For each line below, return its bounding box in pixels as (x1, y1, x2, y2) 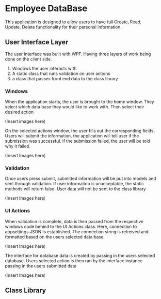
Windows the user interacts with (12, 65, 77, 71)
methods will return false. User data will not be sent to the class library (5, 186, 146, 192)
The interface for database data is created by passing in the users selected (5, 253, 155, 258)
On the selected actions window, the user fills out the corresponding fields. (5, 128, 155, 134)
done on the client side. (5, 56, 52, 62)
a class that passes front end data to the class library (12, 75, 118, 81)
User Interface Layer (5, 38, 69, 46)
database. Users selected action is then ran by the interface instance (5, 257, 143, 264)
